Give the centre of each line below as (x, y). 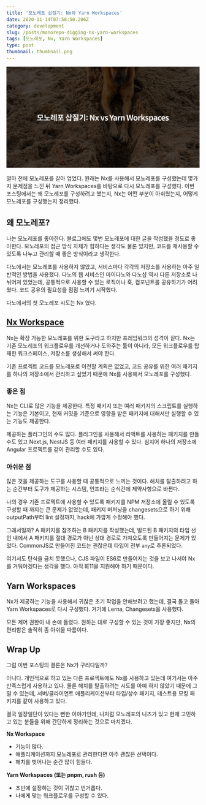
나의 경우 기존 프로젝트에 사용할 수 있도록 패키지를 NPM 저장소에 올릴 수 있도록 (101, 502)
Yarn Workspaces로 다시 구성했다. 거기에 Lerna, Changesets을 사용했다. (95, 609)
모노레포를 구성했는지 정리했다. (44, 202)
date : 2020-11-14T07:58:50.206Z (48, 19)
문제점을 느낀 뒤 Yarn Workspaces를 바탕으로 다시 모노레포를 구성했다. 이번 (104, 186)
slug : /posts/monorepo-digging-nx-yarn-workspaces (72, 32)
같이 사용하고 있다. (45, 701)
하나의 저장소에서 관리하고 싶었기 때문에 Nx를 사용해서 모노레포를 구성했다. (102, 374)
